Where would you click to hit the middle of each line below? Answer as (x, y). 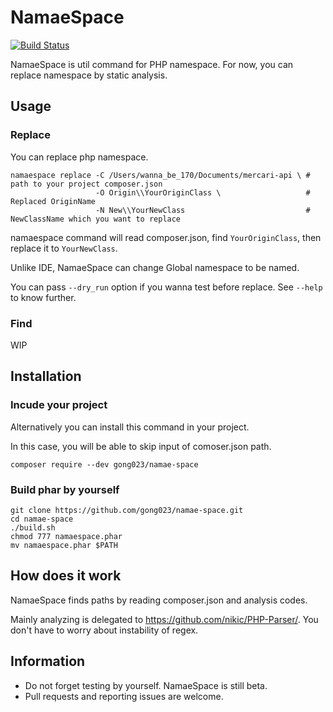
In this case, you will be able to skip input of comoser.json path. (141, 446)
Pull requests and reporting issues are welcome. (124, 696)
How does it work (66, 576)
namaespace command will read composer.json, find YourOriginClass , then (166, 237)
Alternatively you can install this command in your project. (130, 427)
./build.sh (33, 527)
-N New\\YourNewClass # (203, 210)
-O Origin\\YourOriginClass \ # (203, 192)
